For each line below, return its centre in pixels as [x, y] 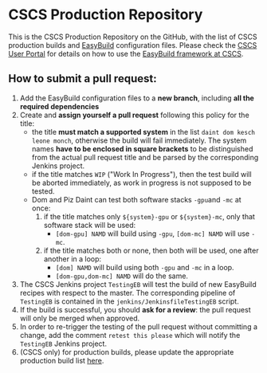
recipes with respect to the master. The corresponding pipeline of [128, 293]
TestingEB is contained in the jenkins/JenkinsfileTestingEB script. [129, 301]
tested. [43, 191]
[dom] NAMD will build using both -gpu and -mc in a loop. [145, 267]
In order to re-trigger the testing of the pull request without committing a [138, 326]
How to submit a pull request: [82, 79]
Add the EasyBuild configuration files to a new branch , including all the [137, 98]
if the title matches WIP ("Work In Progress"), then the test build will [142, 174]
